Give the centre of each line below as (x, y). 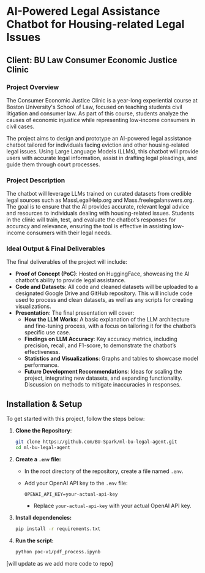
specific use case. (47, 333)
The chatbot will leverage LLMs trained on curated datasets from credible (99, 194)
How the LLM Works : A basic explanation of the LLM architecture (107, 320)
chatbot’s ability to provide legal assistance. (70, 280)
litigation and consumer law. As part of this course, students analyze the (97, 113)
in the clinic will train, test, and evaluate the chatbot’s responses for (91, 220)
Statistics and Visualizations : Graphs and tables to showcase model (111, 359)
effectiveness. (42, 352)
